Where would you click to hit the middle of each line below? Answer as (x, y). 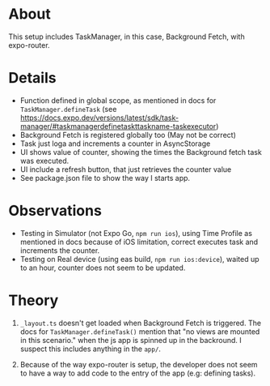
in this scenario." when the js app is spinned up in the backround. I (131, 340)
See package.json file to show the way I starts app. (105, 178)
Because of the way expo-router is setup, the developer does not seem (139, 364)
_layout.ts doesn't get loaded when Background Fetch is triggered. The (140, 323)
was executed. (44, 161)
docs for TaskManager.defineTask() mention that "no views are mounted (140, 331)
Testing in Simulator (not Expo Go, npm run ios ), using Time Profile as (136, 233)
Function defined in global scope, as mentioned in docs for (118, 100)
